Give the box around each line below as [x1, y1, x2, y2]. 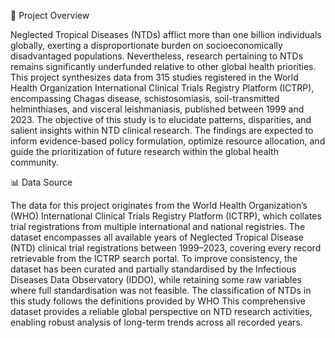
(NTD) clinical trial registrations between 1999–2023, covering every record [10, 242, 322, 254]
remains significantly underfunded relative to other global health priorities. [10, 61, 317, 72]
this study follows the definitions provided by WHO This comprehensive [10, 295, 306, 307]
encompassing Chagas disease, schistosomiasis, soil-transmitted [10, 93, 280, 104]
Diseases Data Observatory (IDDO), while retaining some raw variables [10, 274, 302, 285]
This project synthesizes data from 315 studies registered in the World [10, 71, 299, 83]
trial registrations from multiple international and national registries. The [10, 221, 306, 232]
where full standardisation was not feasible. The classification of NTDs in [10, 285, 312, 296]
